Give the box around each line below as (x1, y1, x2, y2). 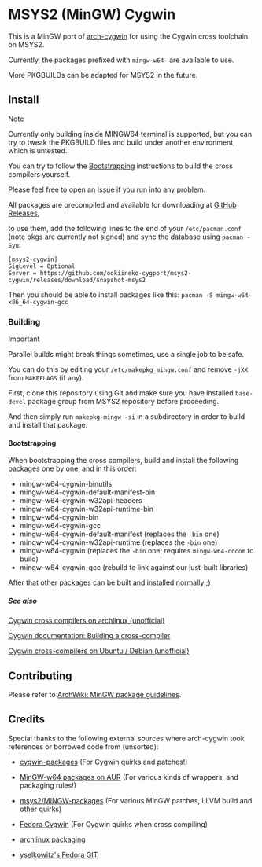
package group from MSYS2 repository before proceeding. (27, 397, 220, 406)
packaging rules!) (19, 781, 77, 790)
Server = (8, 269, 37, 277)
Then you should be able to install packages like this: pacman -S (8, 289, 214, 299)
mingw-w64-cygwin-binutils (19, 479, 113, 489)
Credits (8, 713, 46, 726)
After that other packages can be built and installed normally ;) (8, 578, 211, 587)
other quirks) (19, 804, 62, 814)
